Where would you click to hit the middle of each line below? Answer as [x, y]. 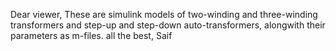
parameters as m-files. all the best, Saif [91, 35]
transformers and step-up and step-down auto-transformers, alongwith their [168, 25]
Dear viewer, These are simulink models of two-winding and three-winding [164, 14]
